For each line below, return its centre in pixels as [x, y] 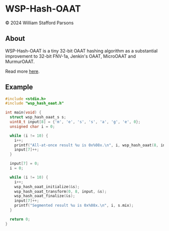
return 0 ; [20, 219]
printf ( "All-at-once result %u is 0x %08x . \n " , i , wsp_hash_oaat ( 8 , [86, 145]
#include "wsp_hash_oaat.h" [35, 103]
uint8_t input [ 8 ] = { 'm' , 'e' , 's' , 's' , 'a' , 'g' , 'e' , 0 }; [75, 122]
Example [19, 87]
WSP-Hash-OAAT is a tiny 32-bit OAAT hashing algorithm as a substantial [81, 50]
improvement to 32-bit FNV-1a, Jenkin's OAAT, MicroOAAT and [71, 56]
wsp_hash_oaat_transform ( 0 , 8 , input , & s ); [61, 191]
